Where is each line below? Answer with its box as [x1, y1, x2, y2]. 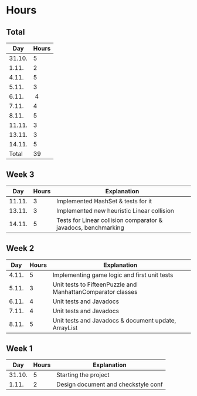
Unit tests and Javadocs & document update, [52, 316, 176, 324]
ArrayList [52, 324, 78, 332]
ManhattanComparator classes [52, 287, 138, 296]
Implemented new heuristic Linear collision [56, 206, 174, 214]
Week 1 [6, 344, 33, 354]
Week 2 [6, 243, 35, 253]
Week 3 [6, 170, 35, 180]
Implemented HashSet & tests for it [56, 197, 152, 205]
